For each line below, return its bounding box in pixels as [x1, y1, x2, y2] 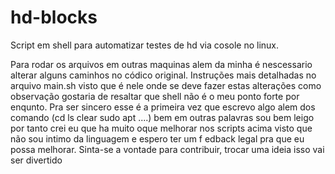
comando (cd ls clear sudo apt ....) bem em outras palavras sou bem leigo [10, 111, 315, 123]
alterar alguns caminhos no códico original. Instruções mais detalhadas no [10, 69, 317, 81]
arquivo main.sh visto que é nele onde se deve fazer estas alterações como [10, 79, 322, 91]
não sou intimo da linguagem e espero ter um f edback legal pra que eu [10, 132, 305, 145]
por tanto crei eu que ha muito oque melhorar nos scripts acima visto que [10, 122, 313, 134]
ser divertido [10, 154, 63, 166]
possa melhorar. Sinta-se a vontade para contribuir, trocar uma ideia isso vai [10, 143, 325, 155]
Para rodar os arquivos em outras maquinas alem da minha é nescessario [10, 58, 313, 70]
